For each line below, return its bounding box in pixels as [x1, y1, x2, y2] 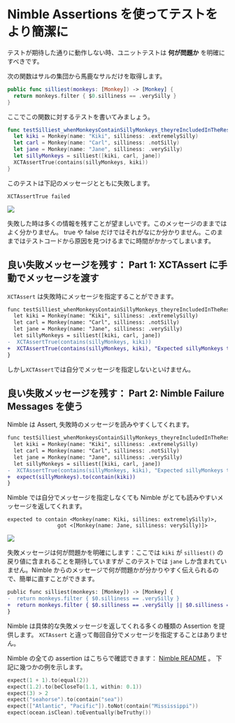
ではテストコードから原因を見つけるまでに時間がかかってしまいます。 [13, 236, 215, 245]
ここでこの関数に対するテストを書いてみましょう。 [7, 113, 154, 121]
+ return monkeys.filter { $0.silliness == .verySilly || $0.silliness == [7, 602, 233, 609]
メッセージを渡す [25, 272, 99, 284]
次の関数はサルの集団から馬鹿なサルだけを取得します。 [7, 71, 166, 80]
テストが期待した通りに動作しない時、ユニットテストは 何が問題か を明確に [7, 48, 225, 57]
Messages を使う [7, 400, 84, 413]
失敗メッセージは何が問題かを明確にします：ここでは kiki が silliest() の [7, 548, 224, 557]
